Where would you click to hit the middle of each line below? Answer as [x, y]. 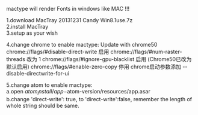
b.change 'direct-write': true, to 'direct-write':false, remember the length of [99, 99]
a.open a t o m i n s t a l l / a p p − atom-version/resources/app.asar [78, 92]
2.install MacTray [27, 27]
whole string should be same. [43, 105]
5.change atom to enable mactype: [49, 85]
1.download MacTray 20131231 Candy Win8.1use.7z [70, 20]
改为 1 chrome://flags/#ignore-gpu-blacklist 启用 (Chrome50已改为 [109, 59]
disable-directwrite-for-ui [38, 73]
